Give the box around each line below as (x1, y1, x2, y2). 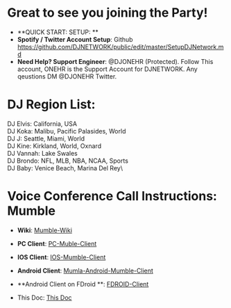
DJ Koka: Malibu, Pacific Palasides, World (7, 127, 126, 135)
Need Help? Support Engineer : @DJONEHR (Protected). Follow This (17, 57, 214, 65)
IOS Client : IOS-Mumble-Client (17, 252, 106, 261)
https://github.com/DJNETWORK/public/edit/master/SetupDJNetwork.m (17, 42, 224, 51)
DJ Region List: (7, 97, 96, 113)
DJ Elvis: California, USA (7, 120, 78, 128)
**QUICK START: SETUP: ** (17, 28, 99, 36)
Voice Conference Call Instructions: (7, 188, 217, 204)
